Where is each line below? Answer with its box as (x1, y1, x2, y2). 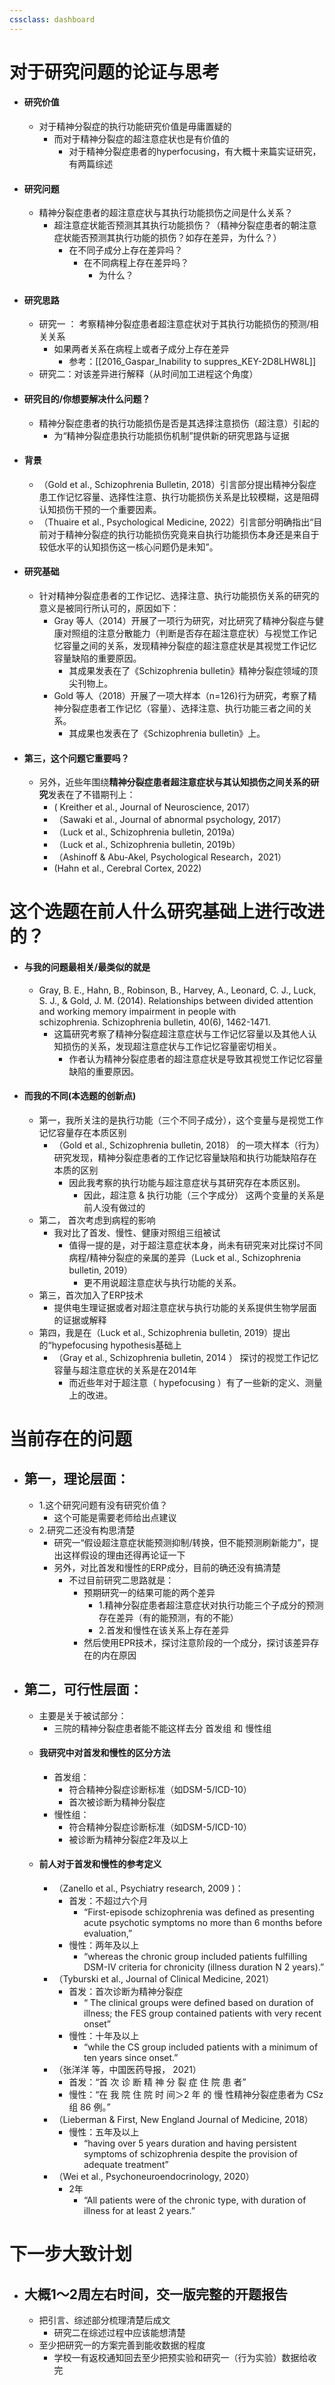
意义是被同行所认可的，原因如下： (38, 602, 180, 615)
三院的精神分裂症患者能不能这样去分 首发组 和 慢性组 (53, 1722, 272, 1734)
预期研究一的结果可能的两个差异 (83, 1586, 216, 1598)
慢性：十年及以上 (68, 2030, 140, 2042)
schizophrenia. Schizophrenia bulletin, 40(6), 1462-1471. (38, 1016, 271, 1028)
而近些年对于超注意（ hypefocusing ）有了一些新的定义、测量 (68, 1376, 323, 1388)
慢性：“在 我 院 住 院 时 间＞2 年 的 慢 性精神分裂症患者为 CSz (68, 2089, 324, 2101)
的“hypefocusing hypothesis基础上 (38, 1339, 182, 1351)
